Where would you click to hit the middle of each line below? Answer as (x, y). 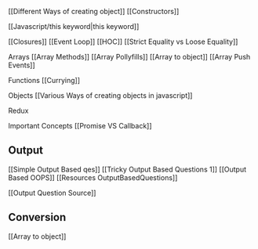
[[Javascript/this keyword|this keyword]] (74, 26)
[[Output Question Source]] (52, 193)
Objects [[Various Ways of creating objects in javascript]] (100, 96)
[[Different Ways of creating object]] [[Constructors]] (94, 11)
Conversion (37, 217)
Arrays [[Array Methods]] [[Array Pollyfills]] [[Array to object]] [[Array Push (129, 57)
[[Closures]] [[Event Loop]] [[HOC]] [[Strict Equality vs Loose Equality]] (123, 41)
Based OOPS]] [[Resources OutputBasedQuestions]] (93, 177)
